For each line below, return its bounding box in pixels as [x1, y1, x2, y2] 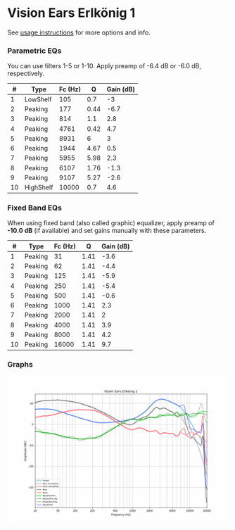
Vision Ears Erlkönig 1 [7, 5, 136, 21]
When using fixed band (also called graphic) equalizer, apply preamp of [7, 219, 215, 227]
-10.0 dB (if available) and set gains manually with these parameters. [7, 227, 207, 235]
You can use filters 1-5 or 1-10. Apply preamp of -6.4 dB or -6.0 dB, [7, 62, 202, 70]
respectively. [7, 69, 44, 78]
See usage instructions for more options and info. [7, 28, 151, 37]
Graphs [7, 360, 33, 370]
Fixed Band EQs [7, 203, 62, 213]
